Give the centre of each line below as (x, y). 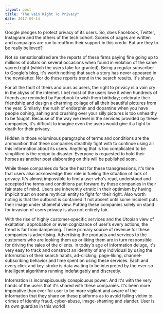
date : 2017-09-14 (23, 18)
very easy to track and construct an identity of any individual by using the (79, 250)
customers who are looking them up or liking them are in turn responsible (79, 240)
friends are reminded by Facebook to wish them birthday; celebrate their (78, 98)
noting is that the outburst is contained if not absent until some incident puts (81, 200)
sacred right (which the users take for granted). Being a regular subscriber (80, 68)
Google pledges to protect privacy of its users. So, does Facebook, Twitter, (80, 33)
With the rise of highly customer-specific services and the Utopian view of (80, 219)
